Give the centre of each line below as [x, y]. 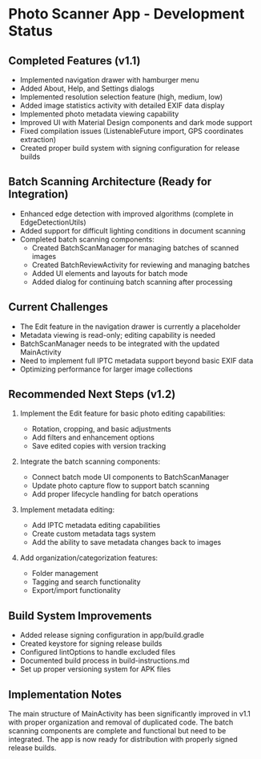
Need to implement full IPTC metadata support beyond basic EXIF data [137, 360]
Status [31, 31]
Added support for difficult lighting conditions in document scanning [133, 230]
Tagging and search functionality [86, 582]
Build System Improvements [80, 616]
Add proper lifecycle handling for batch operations [115, 494]
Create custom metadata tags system [94, 534]
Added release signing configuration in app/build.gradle [112, 635]
